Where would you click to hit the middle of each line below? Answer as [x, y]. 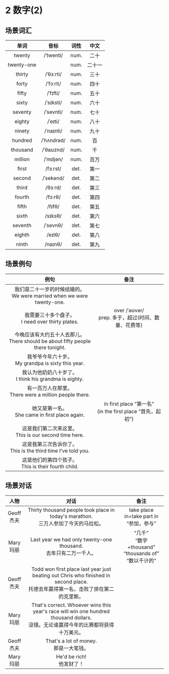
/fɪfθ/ [53, 206]
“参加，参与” [141, 523]
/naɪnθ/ [53, 244]
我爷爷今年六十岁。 [50, 357]
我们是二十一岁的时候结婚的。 [50, 289]
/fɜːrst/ [53, 168]
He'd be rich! [71, 656]
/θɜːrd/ [53, 188]
